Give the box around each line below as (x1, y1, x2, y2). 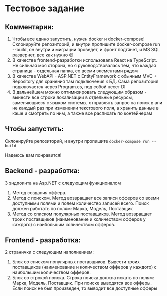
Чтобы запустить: (5, 125, 64, 133)
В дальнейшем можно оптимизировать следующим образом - (12, 89, 147, 95)
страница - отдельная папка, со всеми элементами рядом (12, 68, 138, 74)
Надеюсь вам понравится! (5, 152, 62, 158)
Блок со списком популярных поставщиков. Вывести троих (12, 259, 140, 265)
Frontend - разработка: (5, 236, 81, 245)
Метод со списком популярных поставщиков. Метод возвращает (12, 211, 152, 217)
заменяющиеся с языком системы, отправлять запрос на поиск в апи (12, 100, 163, 105)
